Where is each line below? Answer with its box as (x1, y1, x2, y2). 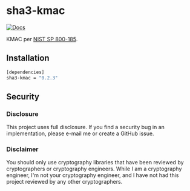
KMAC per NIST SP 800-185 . (6, 35, 78, 42)
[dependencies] (6, 69, 45, 75)
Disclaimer (6, 145, 39, 153)
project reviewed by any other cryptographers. (6, 178, 123, 186)
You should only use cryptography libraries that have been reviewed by (6, 159, 184, 166)
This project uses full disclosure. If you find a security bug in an (6, 124, 165, 131)
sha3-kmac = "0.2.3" (6, 75, 59, 81)
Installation (6, 53, 50, 64)
